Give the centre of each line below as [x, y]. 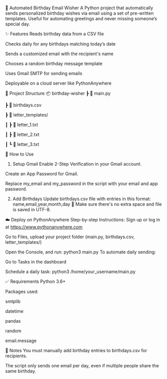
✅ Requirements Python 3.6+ [36, 281]
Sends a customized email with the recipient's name [59, 54]
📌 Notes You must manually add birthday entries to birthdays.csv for [76, 350]
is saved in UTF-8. [32, 210]
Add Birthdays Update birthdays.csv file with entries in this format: [82, 199]
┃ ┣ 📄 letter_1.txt [22, 125]
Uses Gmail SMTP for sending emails [44, 73]
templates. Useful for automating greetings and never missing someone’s [81, 18]
